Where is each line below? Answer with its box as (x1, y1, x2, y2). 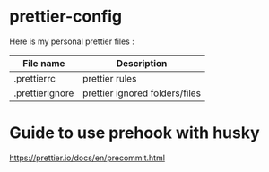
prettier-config (9, 6, 123, 27)
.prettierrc (13, 72, 56, 84)
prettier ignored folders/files (82, 87, 202, 99)
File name (22, 56, 65, 69)
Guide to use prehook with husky (9, 123, 260, 143)
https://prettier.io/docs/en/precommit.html (9, 152, 166, 163)
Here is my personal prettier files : (9, 36, 134, 47)
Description (116, 56, 168, 69)
